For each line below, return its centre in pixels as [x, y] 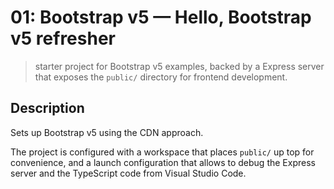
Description [47, 108]
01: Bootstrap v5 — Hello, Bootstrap [161, 17]
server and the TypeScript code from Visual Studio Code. [128, 173]
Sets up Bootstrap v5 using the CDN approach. [107, 132]
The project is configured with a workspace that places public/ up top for [162, 152]
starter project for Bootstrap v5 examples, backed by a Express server [179, 66]
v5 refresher [63, 38]
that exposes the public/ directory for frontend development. [161, 77]
